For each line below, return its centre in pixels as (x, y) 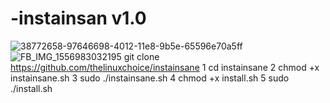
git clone (141, 56)
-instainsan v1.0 (78, 18)
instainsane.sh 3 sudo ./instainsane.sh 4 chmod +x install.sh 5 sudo (150, 78)
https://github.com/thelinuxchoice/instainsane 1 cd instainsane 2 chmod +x (165, 67)
